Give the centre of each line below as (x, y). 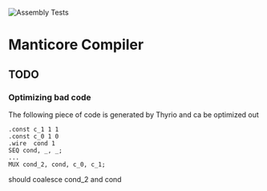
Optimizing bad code (50, 97)
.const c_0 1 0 (34, 136)
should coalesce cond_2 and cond (65, 179)
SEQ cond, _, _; (35, 150)
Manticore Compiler (76, 45)
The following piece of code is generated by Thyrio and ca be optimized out (133, 114)
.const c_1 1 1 (34, 129)
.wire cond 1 (32, 143)
